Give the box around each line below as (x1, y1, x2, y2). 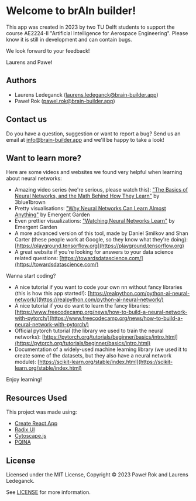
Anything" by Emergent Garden (14, 211, 91, 218)
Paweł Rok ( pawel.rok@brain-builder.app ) (14, 97, 115, 104)
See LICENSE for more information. (6, 489, 91, 496)
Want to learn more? (6, 153, 82, 163)
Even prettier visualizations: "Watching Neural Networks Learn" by (14, 217, 175, 224)
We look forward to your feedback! (6, 47, 90, 54)
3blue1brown (14, 199, 46, 206)
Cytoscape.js (14, 432, 47, 439)
